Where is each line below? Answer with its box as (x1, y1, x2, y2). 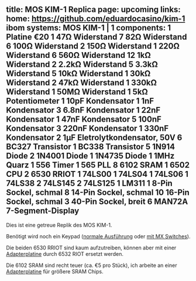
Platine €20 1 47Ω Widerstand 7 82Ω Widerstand (6, 32, 187, 42)
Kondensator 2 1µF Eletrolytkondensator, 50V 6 (6, 133, 183, 143)
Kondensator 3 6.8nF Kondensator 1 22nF (6, 105, 161, 115)
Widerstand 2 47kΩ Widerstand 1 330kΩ (6, 78, 157, 88)
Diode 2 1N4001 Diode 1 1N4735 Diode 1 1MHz (6, 151, 175, 161)
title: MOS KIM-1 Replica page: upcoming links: (6, 5, 181, 15)
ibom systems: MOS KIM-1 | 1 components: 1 (6, 23, 171, 33)
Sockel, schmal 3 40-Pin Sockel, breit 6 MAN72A (6, 197, 188, 207)
